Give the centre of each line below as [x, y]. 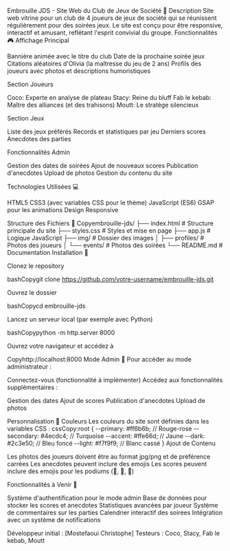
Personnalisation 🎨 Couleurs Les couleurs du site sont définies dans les [108, 421]
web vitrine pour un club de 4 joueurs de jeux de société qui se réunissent [112, 18]
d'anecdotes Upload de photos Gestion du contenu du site [90, 173]
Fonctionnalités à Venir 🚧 [42, 485]
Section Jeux [26, 118]
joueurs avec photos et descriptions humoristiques [79, 71]
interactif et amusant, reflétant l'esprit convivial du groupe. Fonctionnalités [112, 32]
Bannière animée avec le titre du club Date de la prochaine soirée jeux [106, 56]
